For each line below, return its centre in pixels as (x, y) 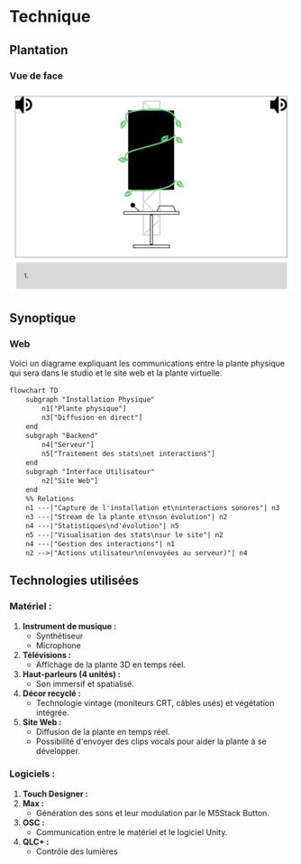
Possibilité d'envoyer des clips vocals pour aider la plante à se (151, 741)
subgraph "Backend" (62, 435)
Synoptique (43, 318)
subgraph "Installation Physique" (90, 399)
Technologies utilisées (74, 581)
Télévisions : (47, 655)
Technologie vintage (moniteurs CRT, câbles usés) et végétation (155, 702)
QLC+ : (36, 841)
